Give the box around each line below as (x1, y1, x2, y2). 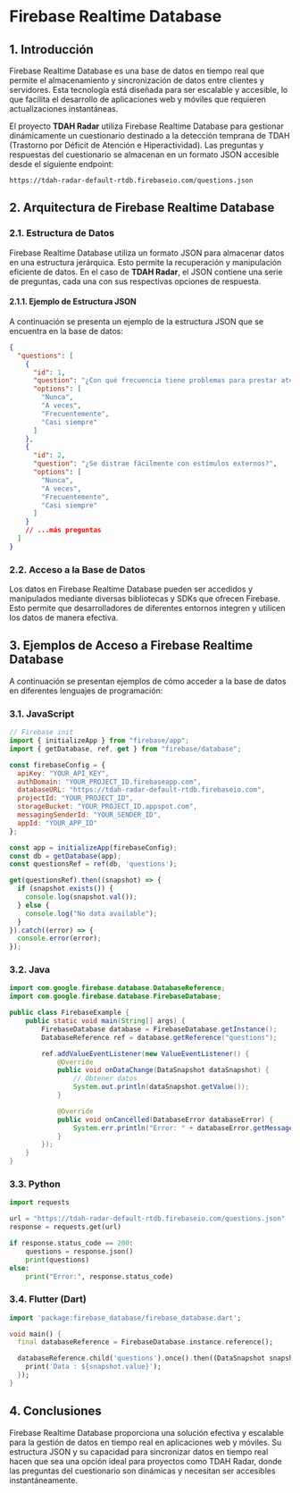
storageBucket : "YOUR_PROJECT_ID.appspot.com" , (17, 802, 198, 811)
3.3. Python (9, 1178, 61, 1190)
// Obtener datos (72, 1074, 138, 1083)
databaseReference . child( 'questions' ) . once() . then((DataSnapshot (17, 1354, 266, 1363)
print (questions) (25, 1255, 90, 1264)
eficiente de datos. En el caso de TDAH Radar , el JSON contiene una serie (9, 266, 283, 277)
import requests (9, 1198, 70, 1207)
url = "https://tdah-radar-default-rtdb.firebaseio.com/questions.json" (9, 1214, 286, 1223)
